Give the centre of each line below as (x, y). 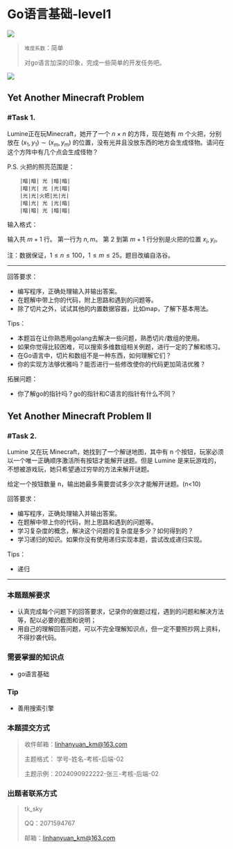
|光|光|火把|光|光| (44, 196)
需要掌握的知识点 (36, 657)
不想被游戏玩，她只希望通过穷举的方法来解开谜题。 (80, 469)
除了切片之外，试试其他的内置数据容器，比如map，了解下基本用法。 (115, 309)
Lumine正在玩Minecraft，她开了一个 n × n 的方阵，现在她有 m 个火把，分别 (114, 133)
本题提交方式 (29, 728)
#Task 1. (21, 117)
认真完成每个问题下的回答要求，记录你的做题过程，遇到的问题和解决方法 (120, 612)
